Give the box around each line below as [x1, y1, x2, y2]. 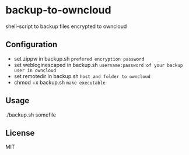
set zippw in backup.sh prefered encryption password [13, 55, 145, 62]
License [5, 128, 35, 138]
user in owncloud [13, 68, 57, 73]
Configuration [5, 40, 58, 50]
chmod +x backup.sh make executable [13, 79, 106, 86]
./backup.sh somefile [5, 111, 57, 118]
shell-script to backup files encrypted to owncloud [5, 23, 127, 30]
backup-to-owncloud [5, 3, 111, 17]
